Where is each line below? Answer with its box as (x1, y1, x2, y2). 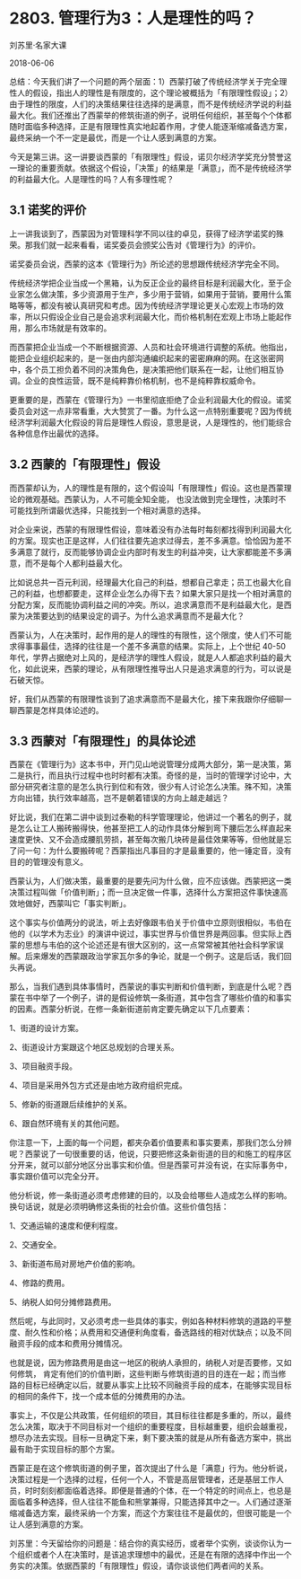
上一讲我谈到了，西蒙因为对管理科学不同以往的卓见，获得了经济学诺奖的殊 (9, 228, 284, 239)
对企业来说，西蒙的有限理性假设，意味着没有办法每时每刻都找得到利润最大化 (9, 524, 292, 534)
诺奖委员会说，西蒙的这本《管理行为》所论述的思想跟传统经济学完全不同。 (9, 258, 284, 269)
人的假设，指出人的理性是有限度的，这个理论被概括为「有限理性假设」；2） (16, 87, 289, 98)
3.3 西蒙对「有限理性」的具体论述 (9, 733, 196, 748)
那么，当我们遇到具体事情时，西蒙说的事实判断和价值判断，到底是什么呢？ (9, 981, 284, 992)
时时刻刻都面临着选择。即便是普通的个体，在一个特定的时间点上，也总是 (24, 1486, 292, 1496)
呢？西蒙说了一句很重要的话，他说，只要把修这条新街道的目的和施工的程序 (9, 1149, 284, 1160)
